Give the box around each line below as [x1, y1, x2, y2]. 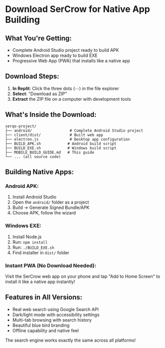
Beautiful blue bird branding [12, 322, 70, 328]
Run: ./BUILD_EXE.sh [12, 244, 55, 250]
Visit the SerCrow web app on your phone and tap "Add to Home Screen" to [5, 273, 161, 279]
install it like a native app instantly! [5, 278, 76, 285]
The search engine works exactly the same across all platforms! [5, 337, 136, 343]
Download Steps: [5, 72, 60, 81]
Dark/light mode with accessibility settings [12, 312, 100, 318]
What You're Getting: [5, 34, 72, 42]
